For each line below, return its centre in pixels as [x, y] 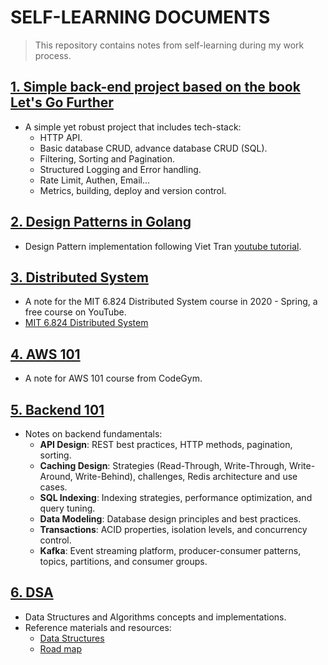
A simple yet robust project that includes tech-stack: [133, 127]
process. [53, 55]
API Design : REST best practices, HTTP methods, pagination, [166, 444]
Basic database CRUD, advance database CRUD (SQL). [153, 148]
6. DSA [32, 592]
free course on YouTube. [75, 312]
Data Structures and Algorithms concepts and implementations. [155, 617]
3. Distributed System [79, 277]
